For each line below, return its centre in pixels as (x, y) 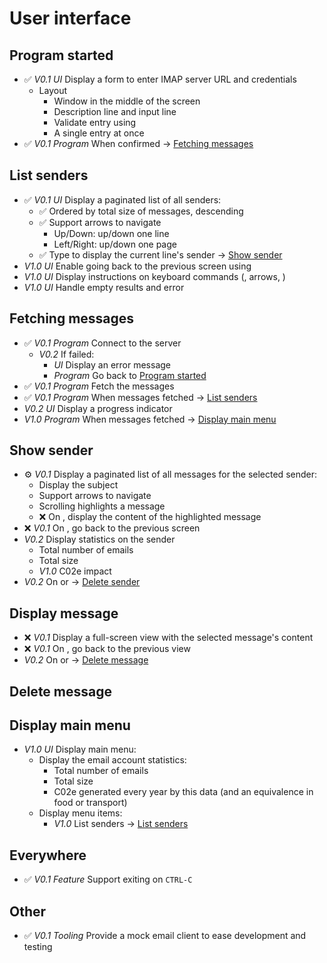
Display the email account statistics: (112, 760)
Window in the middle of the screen (127, 101)
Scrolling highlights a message (102, 506)
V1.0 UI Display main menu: (80, 749)
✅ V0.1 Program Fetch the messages (99, 386)
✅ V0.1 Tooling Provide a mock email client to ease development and (165, 936)
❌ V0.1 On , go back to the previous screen (112, 528)
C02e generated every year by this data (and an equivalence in (183, 792)
